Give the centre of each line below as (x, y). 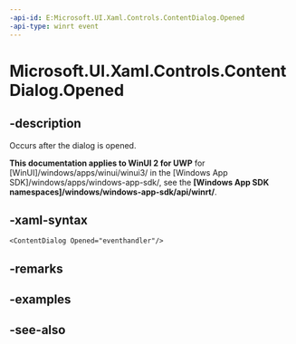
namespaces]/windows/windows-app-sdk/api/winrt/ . (113, 192)
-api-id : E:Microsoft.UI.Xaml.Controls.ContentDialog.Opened (127, 18)
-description (45, 124)
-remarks (36, 268)
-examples (40, 300)
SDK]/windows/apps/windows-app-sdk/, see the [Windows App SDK (139, 182)
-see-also (38, 330)
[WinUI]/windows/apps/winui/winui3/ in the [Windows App (119, 172)
